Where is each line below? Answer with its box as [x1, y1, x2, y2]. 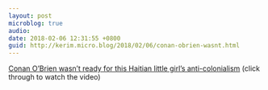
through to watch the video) [8, 72, 101, 82]
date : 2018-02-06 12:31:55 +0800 [8, 34, 121, 43]
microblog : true [8, 19, 63, 27]
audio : [8, 27, 31, 35]
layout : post [8, 11, 52, 20]
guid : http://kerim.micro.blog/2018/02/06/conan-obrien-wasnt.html [8, 42, 241, 50]
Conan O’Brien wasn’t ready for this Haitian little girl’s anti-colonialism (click [8, 63, 261, 73]
